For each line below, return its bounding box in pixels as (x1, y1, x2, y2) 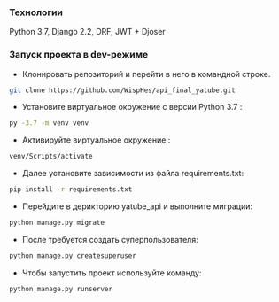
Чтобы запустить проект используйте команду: (21, 267, 202, 278)
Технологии (9, 6, 64, 19)
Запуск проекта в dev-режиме (9, 49, 149, 61)
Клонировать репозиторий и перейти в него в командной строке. (21, 68, 271, 79)
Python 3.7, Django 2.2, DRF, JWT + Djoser (9, 27, 166, 37)
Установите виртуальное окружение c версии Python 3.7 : (21, 102, 243, 112)
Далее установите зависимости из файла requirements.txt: (21, 168, 244, 179)
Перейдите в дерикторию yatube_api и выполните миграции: (21, 201, 253, 212)
